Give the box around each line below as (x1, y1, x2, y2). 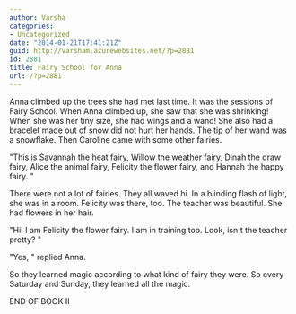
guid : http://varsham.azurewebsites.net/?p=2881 (9, 47, 195, 56)
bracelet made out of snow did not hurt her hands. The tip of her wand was (9, 125, 287, 135)
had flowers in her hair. (9, 207, 94, 218)
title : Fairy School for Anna (9, 64, 123, 73)
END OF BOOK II (9, 295, 70, 306)
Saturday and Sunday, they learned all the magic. (9, 278, 191, 289)
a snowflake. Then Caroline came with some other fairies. (9, 134, 222, 144)
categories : (9, 22, 54, 31)
